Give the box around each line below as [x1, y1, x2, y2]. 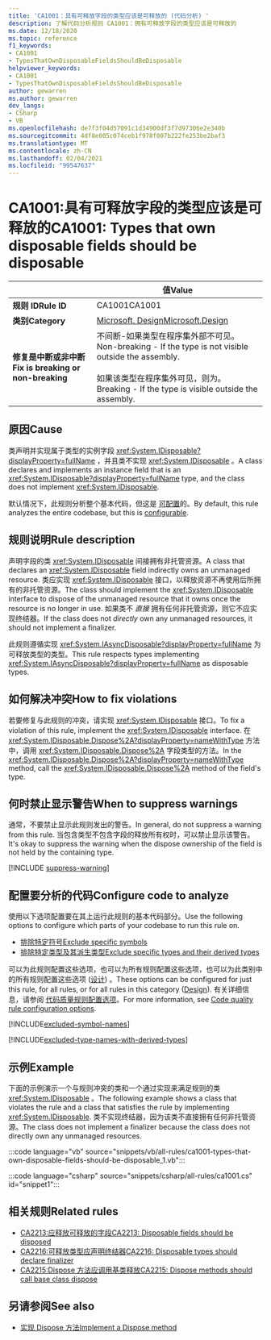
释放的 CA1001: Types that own [8, 219, 216, 238]
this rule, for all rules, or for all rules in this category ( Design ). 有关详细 [8, 984, 243, 994]
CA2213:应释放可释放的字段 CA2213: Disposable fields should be [19, 1227, 234, 1238]
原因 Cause [8, 422, 63, 436]
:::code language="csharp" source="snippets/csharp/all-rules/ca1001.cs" [8, 1171, 252, 1180]
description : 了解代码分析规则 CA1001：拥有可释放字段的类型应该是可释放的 [8, 19, 237, 27]
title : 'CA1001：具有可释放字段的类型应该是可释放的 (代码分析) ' [8, 11, 210, 20]
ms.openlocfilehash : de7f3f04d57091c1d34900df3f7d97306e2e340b [8, 124, 226, 132]
